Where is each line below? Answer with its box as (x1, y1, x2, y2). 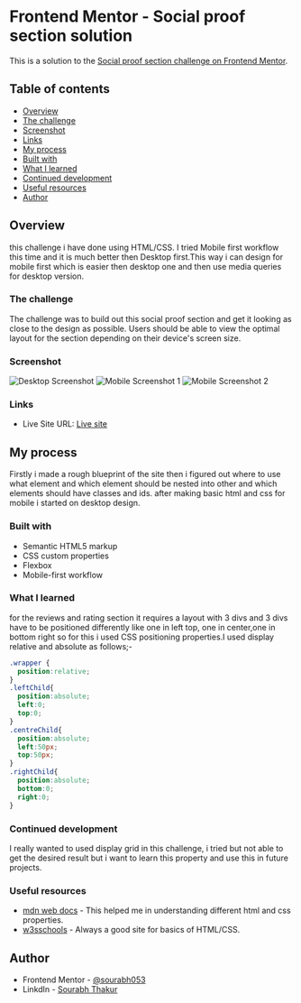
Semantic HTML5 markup (22, 540, 118, 551)
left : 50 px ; (17, 742, 59, 751)
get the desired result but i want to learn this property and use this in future (9, 852, 288, 863)
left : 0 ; (17, 701, 47, 710)
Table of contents (9, 81, 110, 97)
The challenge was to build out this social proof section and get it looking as (9, 313, 292, 324)
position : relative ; (17, 667, 91, 676)
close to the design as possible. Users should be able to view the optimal (9, 323, 280, 334)
